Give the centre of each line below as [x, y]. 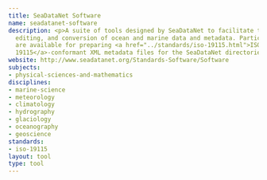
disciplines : [30, 82]
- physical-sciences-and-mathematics [71, 75]
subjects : [25, 68]
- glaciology [30, 119]
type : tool [26, 164]
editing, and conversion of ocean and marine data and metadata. [126, 38]
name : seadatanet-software [53, 23]
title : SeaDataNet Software [55, 16]
